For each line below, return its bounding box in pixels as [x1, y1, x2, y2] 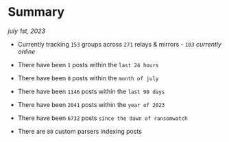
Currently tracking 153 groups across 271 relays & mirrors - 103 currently [17, 40, 222, 48]
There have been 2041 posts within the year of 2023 [17, 100, 165, 108]
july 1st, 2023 [8, 27, 46, 35]
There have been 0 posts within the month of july [17, 73, 159, 82]
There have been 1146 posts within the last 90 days [17, 87, 165, 95]
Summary [8, 4, 64, 20]
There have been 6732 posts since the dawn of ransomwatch [17, 114, 188, 122]
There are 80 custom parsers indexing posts [17, 127, 143, 135]
